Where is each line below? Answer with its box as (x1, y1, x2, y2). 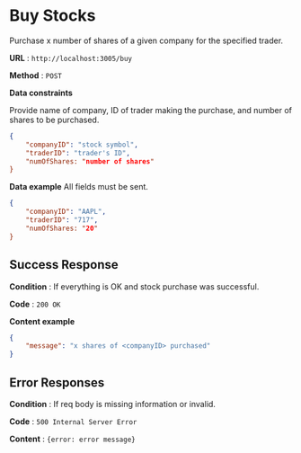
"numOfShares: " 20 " (25, 224, 99, 233)
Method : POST (9, 69, 63, 81)
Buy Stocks (9, 5, 96, 26)
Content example (9, 315, 75, 326)
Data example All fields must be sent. (9, 182, 148, 192)
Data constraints (9, 87, 74, 98)
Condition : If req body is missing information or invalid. (9, 398, 216, 409)
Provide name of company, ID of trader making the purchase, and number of (9, 104, 293, 115)
